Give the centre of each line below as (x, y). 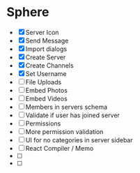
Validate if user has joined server (72, 115)
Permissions (43, 123)
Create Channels (49, 65)
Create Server (46, 57)
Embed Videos (46, 98)
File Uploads (44, 82)
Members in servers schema (67, 107)
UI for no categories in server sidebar (79, 140)
